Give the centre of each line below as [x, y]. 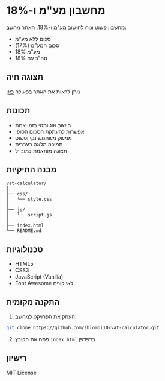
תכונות [18, 111]
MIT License [22, 373]
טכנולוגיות [25, 249]
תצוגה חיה [25, 77]
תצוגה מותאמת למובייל [41, 151]
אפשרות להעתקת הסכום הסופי [49, 131]
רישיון [16, 358]
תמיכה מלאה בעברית [39, 144]
